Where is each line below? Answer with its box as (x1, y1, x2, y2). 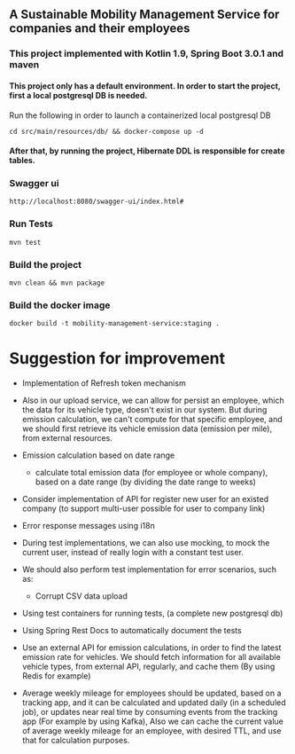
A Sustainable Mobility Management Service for (9, 7, 280, 22)
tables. (9, 155, 35, 166)
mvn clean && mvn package (9, 279, 105, 287)
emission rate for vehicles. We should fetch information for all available (21, 652, 281, 663)
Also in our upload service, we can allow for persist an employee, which (21, 395, 285, 406)
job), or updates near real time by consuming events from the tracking (21, 707, 278, 718)
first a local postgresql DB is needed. (9, 90, 148, 100)
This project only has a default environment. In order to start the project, (9, 80, 281, 91)
